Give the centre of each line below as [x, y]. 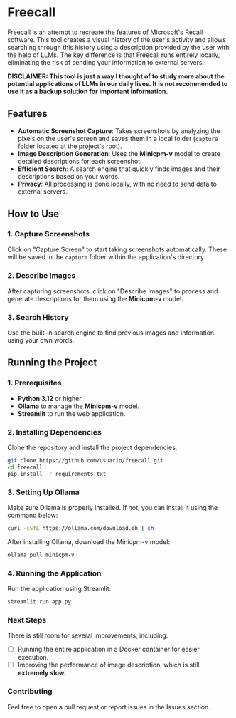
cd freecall [25, 467]
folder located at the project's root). [70, 146]
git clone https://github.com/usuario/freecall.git [85, 461]
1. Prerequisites [34, 383]
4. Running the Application [54, 573]
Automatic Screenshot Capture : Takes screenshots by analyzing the [119, 131]
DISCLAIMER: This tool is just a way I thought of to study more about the [116, 76]
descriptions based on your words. [69, 176]
